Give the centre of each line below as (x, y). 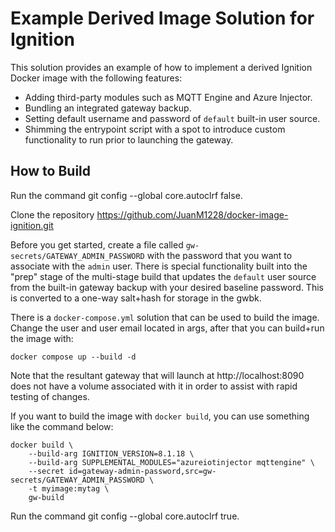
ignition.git (32, 225)
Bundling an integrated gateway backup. (108, 108)
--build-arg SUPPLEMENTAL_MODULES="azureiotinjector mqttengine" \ (171, 462)
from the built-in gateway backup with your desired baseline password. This (167, 287)
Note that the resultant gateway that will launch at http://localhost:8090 (157, 375)
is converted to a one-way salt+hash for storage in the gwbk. (136, 298)
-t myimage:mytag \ (69, 488)
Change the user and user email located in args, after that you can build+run (167, 328)
